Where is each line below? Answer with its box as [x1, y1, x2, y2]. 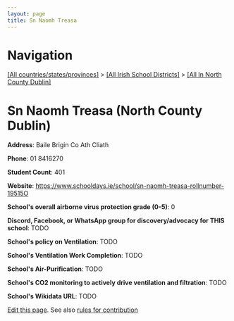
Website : [7, 182, 35, 190]
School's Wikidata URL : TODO [7, 292, 97, 301]
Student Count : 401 [7, 168, 66, 177]
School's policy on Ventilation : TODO [7, 237, 118, 246]
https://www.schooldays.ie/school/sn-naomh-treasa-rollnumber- [35, 182, 224, 190]
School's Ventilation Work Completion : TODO [7, 251, 143, 260]
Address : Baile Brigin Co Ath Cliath [7, 141, 109, 149]
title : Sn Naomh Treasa [7, 17, 78, 24]
